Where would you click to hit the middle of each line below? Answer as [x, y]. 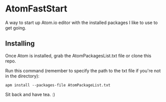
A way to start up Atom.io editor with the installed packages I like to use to [81, 22]
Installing [20, 44]
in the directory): [22, 76]
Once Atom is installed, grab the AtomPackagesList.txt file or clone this [78, 55]
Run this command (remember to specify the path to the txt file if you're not [83, 70]
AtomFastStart [36, 9]
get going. [16, 27]
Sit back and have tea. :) [30, 94]
